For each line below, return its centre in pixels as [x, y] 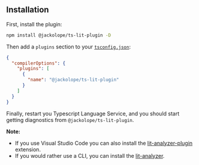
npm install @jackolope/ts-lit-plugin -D [59, 35]
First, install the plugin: [34, 24]
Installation [28, 10]
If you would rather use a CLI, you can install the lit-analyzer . [90, 155]
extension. [28, 149]
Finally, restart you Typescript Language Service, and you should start [93, 114]
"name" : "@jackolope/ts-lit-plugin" [73, 80]
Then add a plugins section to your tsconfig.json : [68, 47]
